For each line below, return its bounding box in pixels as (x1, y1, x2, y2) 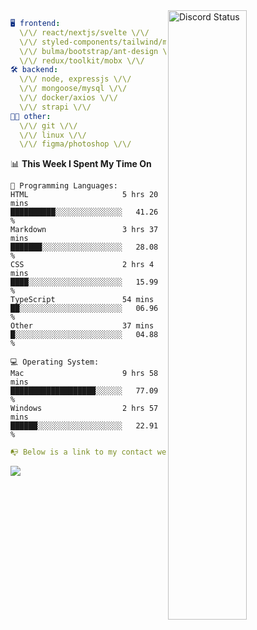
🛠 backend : (10, 65, 59, 75)
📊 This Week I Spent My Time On (10, 158, 152, 170)
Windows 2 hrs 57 (10, 404, 159, 414)
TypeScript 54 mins (10, 295, 155, 305)
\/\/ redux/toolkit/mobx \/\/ (19, 55, 145, 66)
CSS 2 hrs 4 (10, 260, 155, 270)
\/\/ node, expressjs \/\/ (19, 74, 132, 84)
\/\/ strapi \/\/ (19, 102, 92, 112)
